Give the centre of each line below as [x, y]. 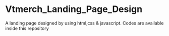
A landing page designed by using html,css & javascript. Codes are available [84, 23]
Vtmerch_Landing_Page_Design [74, 9]
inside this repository [27, 28]
